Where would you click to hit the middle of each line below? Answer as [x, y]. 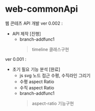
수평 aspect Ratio [37, 82]
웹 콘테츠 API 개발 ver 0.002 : [34, 23]
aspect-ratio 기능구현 [53, 103]
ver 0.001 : [16, 59]
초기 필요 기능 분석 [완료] [36, 69]
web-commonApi [42, 9]
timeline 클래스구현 [50, 49]
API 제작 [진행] [26, 33]
